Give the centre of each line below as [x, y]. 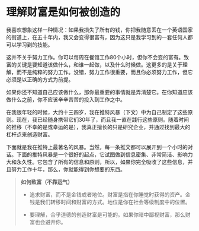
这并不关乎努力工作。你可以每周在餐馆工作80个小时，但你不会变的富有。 [95, 57]
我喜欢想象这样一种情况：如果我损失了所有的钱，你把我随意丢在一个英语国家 [99, 30]
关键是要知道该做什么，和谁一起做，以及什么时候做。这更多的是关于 [99, 64]
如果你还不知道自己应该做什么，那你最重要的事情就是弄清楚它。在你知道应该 [99, 92]
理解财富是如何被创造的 [63, 12]
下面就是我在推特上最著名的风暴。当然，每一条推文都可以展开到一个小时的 [97, 147]
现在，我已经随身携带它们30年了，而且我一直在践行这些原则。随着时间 [103, 119]
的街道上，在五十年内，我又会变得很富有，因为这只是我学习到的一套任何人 [97, 37]
